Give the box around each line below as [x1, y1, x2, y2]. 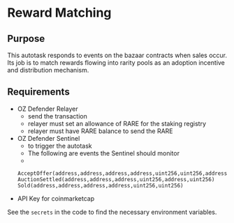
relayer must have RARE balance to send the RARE [27, 127, 173, 135]
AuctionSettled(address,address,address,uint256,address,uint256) [17, 176, 215, 183]
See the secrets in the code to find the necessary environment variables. [7, 208, 217, 216]
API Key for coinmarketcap [17, 194, 95, 203]
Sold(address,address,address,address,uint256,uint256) [17, 182, 184, 189]
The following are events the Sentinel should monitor [27, 148, 180, 157]
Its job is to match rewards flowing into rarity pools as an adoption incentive [7, 59, 226, 67]
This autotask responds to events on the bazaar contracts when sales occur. [7, 51, 227, 59]
